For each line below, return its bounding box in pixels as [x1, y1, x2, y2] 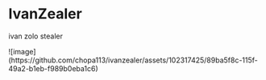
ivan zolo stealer [8, 31, 63, 41]
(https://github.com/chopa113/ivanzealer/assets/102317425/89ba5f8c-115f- [8, 55, 258, 65]
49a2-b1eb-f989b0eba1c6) [8, 63, 98, 73]
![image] [8, 46, 36, 56]
